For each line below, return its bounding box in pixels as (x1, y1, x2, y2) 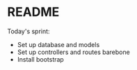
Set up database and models (17, 40, 100, 49)
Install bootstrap (17, 55, 64, 63)
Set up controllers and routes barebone (17, 48, 130, 56)
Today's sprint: (7, 27, 50, 35)
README (7, 4, 60, 20)
